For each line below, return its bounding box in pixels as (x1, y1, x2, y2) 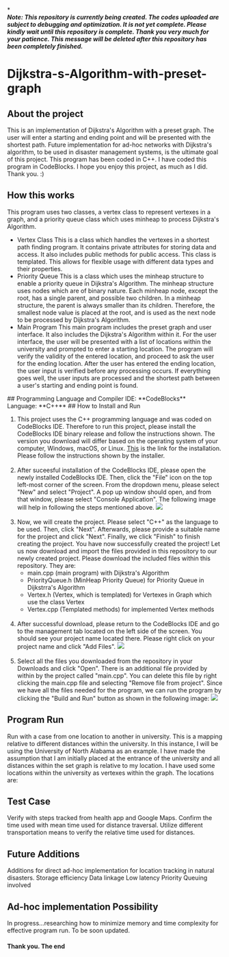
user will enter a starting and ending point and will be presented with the (7, 134, 211, 141)
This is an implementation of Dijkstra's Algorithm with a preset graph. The (7, 126, 215, 134)
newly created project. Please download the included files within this (16, 554, 211, 562)
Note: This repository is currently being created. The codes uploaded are (7, 13, 219, 21)
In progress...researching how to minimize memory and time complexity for (7, 919, 219, 928)
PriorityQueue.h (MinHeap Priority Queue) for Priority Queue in (27, 575, 204, 584)
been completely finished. (7, 42, 83, 50)
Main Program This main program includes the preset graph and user (16, 323, 212, 331)
